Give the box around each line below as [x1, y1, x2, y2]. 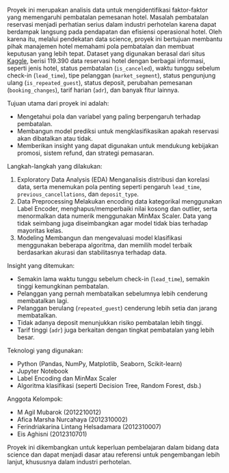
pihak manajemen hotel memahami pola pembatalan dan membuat [7, 43, 195, 50]
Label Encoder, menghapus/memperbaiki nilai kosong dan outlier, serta [16, 205, 217, 213]
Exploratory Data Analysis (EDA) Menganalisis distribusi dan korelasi [16, 175, 210, 184]
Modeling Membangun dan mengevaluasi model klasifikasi [16, 234, 183, 242]
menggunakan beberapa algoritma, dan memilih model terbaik [16, 241, 193, 249]
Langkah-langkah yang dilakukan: [7, 162, 103, 170]
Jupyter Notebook [16, 367, 68, 375]
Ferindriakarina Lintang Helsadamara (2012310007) [16, 423, 162, 430]
